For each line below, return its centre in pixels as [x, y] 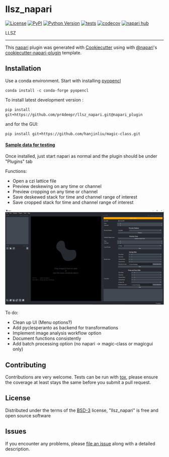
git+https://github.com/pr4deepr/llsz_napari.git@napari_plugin [74, 115]
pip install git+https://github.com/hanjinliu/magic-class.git [73, 134]
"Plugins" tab [19, 161]
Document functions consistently [47, 338]
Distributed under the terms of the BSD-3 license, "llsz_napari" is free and [82, 410]
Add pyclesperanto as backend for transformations [65, 328]
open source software [28, 415]
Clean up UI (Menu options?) [42, 322]
